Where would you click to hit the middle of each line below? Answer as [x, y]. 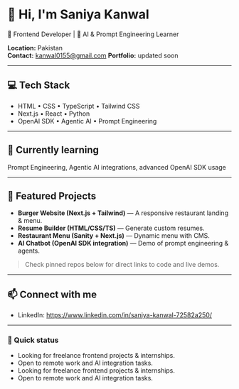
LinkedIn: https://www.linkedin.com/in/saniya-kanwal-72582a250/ [115, 315]
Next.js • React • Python [54, 114]
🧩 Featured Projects [52, 196]
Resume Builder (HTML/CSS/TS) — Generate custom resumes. [111, 228]
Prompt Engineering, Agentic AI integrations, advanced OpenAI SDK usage [117, 167]
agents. [29, 251]
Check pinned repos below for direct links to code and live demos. [122, 265]
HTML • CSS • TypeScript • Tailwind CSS [79, 106]
